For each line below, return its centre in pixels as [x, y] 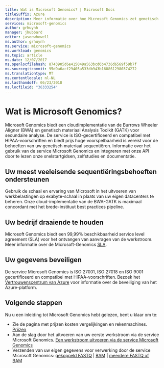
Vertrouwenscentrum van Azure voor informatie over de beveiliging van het [81, 282]
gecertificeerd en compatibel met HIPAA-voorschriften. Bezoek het [73, 277]
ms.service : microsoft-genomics [38, 46]
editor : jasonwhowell [27, 37]
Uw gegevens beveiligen [43, 260]
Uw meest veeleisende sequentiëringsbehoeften [81, 171]
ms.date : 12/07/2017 [26, 60]
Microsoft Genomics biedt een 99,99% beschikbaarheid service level [75, 234]
